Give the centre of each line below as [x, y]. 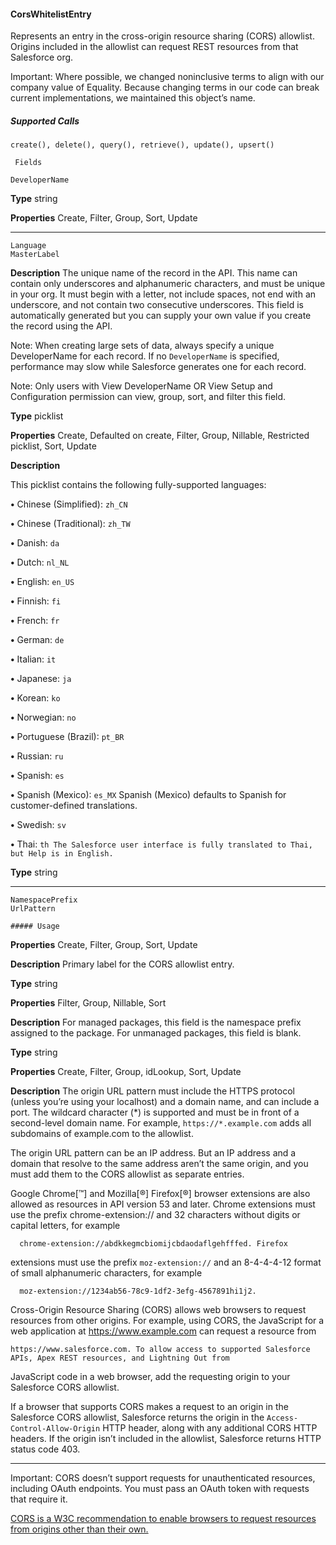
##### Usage [35, 926]
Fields [28, 163]
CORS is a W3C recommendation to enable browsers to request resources [163, 1519]
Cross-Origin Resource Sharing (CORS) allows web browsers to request [158, 1310]
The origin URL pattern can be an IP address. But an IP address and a [153, 1153]
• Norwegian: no [43, 717]
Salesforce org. [42, 57]
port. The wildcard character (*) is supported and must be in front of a [155, 1112]
